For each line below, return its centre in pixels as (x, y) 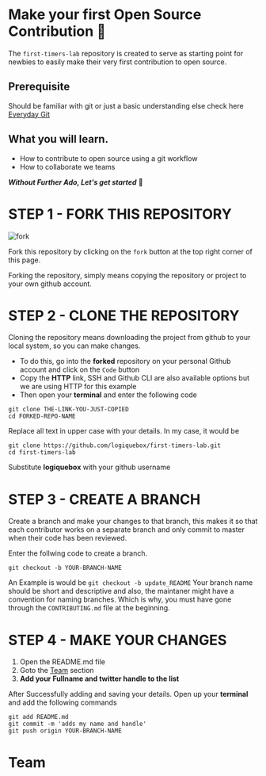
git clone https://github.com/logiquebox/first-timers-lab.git (115, 445)
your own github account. (50, 284)
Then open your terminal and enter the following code (108, 395)
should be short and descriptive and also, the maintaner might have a (121, 591)
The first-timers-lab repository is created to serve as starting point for (126, 53)
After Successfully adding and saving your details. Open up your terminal (128, 694)
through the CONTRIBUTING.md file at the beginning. (89, 608)
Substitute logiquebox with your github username (89, 467)
